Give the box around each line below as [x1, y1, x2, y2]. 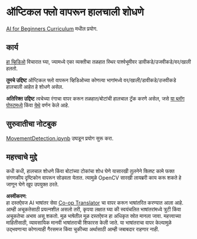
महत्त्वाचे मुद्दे [6, 152, 37, 162]
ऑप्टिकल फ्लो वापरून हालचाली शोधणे [6, 5, 144, 19]
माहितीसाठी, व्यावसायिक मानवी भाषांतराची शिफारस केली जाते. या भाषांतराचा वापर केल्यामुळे [6, 219, 172, 226]
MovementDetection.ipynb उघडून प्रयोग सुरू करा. [6, 135, 114, 142]
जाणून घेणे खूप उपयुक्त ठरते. [6, 181, 59, 188]
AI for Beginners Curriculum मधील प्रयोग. [6, 25, 98, 32]
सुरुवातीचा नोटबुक [6, 119, 57, 129]
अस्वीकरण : [6, 192, 28, 200]
